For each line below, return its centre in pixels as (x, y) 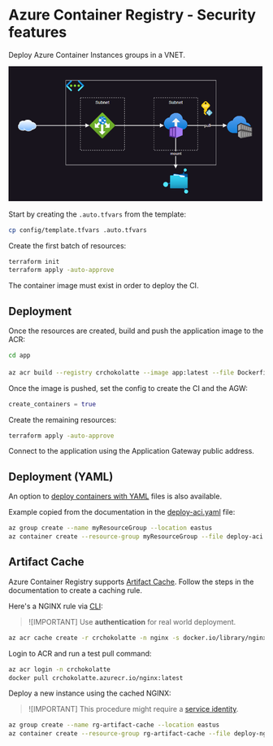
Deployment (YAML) (61, 477)
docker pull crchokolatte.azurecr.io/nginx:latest (96, 678)
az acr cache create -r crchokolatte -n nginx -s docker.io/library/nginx (138, 638)
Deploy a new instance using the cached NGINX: (90, 693)
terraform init (34, 261)
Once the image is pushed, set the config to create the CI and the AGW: (128, 388)
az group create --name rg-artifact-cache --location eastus (114, 725)
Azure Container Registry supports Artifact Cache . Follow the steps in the (131, 581)
